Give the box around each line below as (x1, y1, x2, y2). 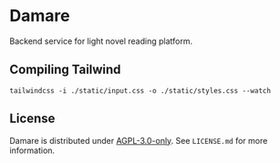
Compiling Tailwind (9, 62, 121, 77)
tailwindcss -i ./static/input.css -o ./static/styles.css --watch (9, 86, 272, 96)
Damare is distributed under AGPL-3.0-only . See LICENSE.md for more (9, 135, 268, 146)
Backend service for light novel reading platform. (9, 36, 193, 46)
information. (9, 145, 56, 156)
